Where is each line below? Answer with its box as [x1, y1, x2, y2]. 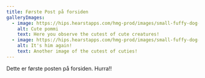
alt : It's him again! [17, 43, 72, 49]
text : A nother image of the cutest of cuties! [17, 48, 138, 54]
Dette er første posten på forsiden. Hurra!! [6, 65, 112, 72]
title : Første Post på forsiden [6, 8, 88, 15]
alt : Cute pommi [17, 25, 59, 32]
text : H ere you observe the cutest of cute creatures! [17, 31, 160, 37]
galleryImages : [6, 15, 45, 21]
